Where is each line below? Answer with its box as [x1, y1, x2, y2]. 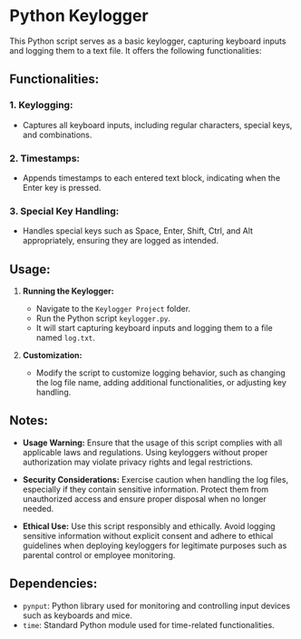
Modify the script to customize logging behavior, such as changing [35, 367, 286, 378]
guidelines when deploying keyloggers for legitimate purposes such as [22, 540, 287, 551]
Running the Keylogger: [22, 285, 115, 296]
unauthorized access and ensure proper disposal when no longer [22, 493, 267, 504]
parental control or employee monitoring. [22, 549, 176, 560]
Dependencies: [9, 576, 98, 592]
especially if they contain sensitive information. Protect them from [22, 484, 269, 494]
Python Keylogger [9, 5, 149, 26]
